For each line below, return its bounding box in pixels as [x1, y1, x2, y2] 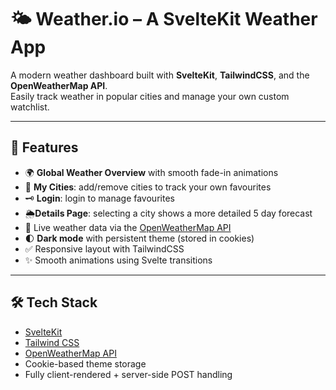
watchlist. [10, 101, 50, 113]
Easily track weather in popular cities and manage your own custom [10, 90, 290, 102]
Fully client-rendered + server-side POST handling [24, 368, 233, 380]
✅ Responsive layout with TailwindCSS [24, 242, 185, 255]
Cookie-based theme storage [24, 357, 147, 370]
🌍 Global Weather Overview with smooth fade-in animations [24, 166, 279, 178]
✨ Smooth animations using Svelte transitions [24, 254, 213, 266]
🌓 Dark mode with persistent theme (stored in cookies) [24, 232, 255, 244]
